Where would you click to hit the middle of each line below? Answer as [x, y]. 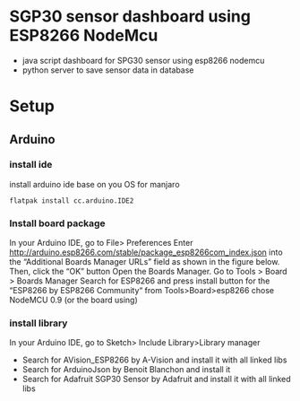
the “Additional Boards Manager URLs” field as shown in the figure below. [145, 262]
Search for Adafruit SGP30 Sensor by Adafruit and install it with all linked [156, 379]
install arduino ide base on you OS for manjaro [95, 184]
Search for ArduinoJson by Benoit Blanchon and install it [126, 370]
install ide [31, 165]
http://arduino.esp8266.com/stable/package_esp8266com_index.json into [146, 252]
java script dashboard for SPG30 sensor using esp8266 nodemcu [143, 60]
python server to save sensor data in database [108, 70]
